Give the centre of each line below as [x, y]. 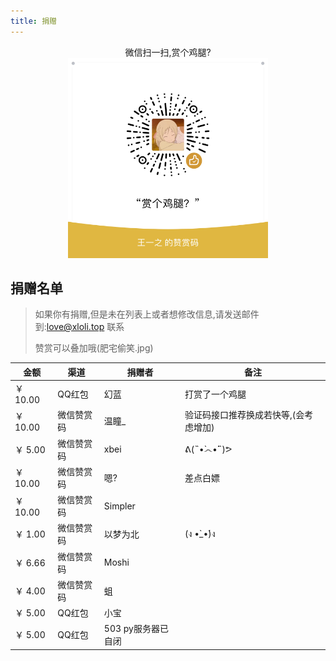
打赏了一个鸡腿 [215, 394]
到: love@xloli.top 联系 [79, 327]
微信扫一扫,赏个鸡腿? [168, 52]
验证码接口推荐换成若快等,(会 [244, 415]
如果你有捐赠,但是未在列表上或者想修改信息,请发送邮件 [147, 314]
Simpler [119, 506]
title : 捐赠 [33, 21]
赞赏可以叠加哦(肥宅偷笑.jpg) [94, 348]
